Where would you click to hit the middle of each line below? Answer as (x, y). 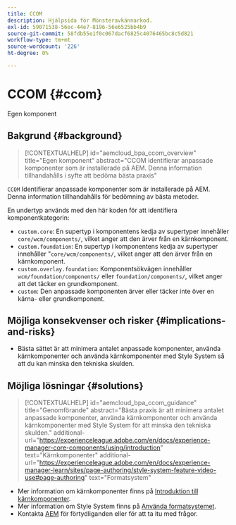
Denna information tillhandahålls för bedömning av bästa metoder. (103, 196)
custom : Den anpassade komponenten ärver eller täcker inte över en (116, 291)
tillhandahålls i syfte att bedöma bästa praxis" (91, 175)
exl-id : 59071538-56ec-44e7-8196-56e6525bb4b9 (77, 27)
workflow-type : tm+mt (39, 40)
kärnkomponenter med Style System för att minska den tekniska (118, 425)
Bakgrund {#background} (65, 136)
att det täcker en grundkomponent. (68, 283)
